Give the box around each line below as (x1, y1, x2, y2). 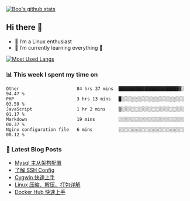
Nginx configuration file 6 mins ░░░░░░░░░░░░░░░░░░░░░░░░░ (6, 127, 184, 133)
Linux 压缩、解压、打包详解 (14, 181, 81, 188)
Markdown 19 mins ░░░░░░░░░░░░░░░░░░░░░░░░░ (6, 117, 184, 123)
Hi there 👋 (6, 22, 43, 32)
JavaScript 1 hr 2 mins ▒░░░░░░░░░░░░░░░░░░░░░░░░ (6, 106, 184, 112)
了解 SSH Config (14, 167, 55, 174)
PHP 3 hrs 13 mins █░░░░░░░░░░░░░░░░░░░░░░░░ (6, 96, 184, 102)
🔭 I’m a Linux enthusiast (14, 38, 72, 45)
